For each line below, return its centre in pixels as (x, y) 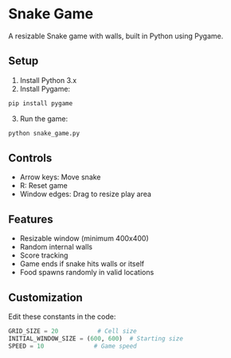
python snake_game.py (44, 133)
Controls (30, 157)
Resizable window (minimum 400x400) (84, 238)
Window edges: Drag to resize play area (85, 194)
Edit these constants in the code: (62, 317)
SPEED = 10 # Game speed (72, 346)
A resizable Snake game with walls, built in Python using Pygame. (116, 36)
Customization (46, 297)
